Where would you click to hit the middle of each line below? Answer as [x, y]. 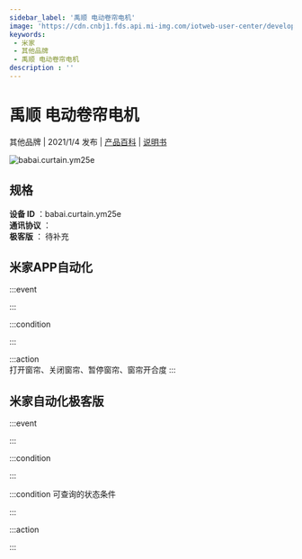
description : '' [42, 68]
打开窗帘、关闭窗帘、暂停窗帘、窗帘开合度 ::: [93, 370]
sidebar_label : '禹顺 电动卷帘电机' [73, 18]
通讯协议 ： [30, 225]
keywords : [28, 34]
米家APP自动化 [51, 268]
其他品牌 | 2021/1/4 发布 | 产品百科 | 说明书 [88, 141]
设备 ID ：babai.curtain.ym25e [65, 213]
